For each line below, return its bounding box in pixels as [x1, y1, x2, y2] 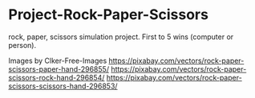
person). [8, 40, 37, 49]
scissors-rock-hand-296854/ [8, 73, 105, 82]
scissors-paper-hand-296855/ [8, 64, 110, 73]
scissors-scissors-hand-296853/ [8, 81, 118, 91]
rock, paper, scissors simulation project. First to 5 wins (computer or [8, 32, 234, 41]
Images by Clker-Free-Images [8, 56, 107, 65]
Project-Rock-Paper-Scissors [8, 6, 208, 24]
